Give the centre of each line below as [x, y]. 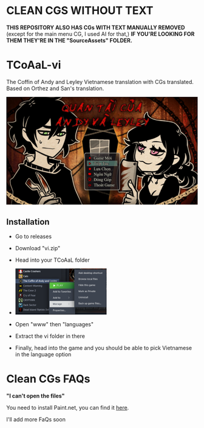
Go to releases [33, 237]
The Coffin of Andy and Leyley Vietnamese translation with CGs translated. [100, 82]
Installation [28, 222]
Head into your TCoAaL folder [52, 260]
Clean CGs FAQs [48, 379]
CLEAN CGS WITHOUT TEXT [80, 11]
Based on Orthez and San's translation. [55, 88]
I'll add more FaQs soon [36, 419]
